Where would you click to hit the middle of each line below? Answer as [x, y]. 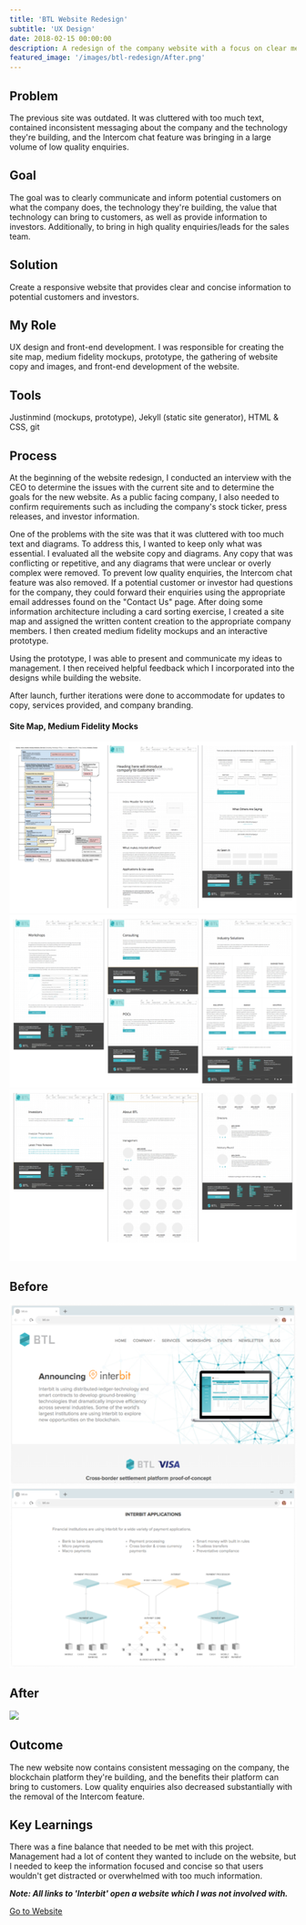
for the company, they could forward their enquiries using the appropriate [148, 592]
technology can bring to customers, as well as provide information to [138, 217]
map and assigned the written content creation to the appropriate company [150, 621]
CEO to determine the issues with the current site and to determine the [142, 487]
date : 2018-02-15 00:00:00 [61, 38]
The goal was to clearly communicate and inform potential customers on [146, 197]
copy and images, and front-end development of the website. [124, 367]
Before [29, 1286]
